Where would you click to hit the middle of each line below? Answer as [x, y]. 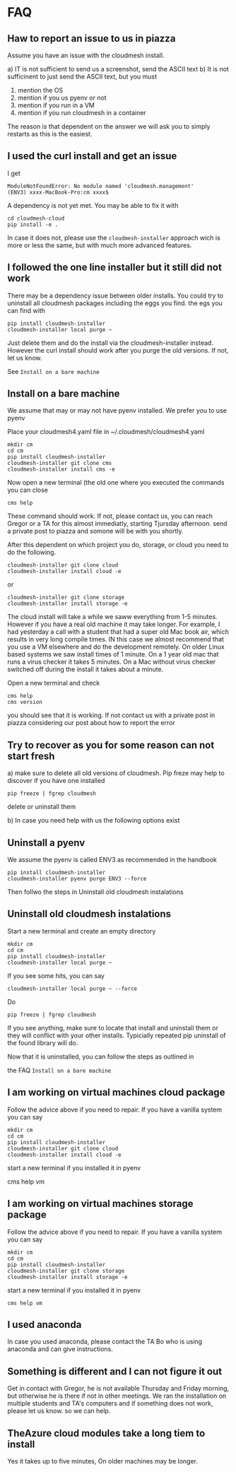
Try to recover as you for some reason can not [111, 745]
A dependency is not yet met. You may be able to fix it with [93, 205]
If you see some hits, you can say [56, 975]
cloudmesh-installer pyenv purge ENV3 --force [77, 879]
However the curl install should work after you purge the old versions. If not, [118, 350]
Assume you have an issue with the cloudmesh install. [86, 55]
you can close [28, 490]
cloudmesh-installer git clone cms [60, 464]
